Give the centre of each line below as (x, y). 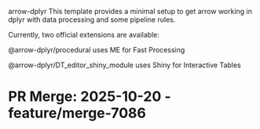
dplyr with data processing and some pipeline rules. (92, 20)
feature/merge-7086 (77, 113)
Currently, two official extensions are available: (84, 35)
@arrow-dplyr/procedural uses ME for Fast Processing (97, 50)
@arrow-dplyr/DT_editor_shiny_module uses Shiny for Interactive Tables (125, 65)
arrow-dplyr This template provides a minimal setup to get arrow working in (130, 11)
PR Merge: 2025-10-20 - (90, 97)
